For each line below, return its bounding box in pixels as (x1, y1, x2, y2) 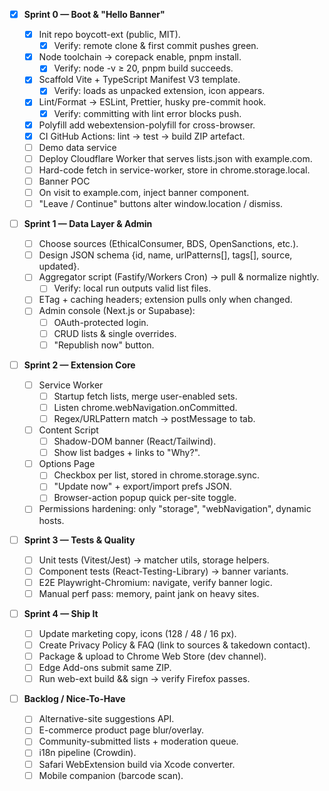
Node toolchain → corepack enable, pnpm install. (38, 51, 242, 63)
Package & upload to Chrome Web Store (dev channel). (38, 650, 267, 662)
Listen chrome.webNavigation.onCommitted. (53, 401, 238, 413)
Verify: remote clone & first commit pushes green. (53, 40, 259, 52)
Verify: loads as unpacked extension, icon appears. (53, 85, 266, 97)
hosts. (38, 514, 65, 526)
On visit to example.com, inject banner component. (38, 186, 250, 198)
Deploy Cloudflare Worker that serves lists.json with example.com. (38, 152, 313, 164)
